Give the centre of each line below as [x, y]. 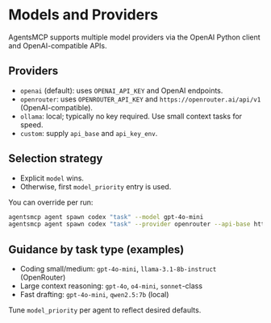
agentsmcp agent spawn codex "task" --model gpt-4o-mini [106, 217]
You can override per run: [51, 202]
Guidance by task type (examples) [96, 249]
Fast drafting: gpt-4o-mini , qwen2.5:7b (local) [94, 295]
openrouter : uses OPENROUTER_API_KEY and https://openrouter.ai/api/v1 [140, 99]
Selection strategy [56, 159]
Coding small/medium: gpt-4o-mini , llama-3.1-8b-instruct [118, 269]
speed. [31, 124]
